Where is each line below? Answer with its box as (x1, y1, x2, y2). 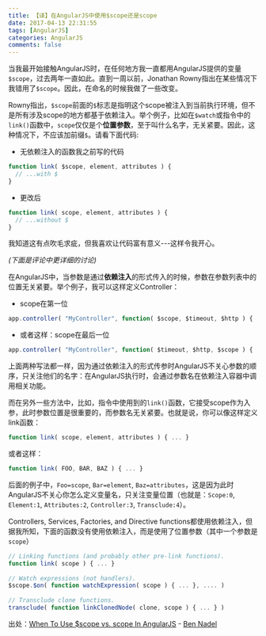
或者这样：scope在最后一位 (19, 330, 110, 340)
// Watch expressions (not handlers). (8, 574, 136, 582)
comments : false (8, 41, 62, 49)
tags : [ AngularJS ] (8, 26, 69, 34)
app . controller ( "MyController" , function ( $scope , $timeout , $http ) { (8, 314, 253, 323)
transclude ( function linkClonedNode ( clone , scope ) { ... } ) (8, 604, 225, 611)
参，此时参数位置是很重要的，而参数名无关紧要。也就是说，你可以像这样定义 (8, 408, 258, 417)
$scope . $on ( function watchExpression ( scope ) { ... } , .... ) (8, 581, 225, 590)
